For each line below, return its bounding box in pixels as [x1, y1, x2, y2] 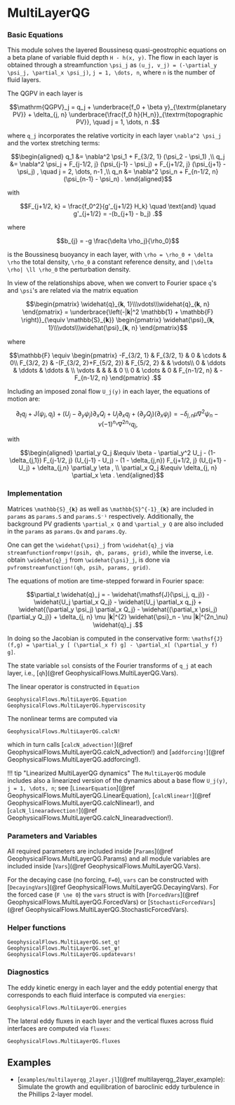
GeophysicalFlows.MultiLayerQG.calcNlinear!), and [7, 798, 154, 807]
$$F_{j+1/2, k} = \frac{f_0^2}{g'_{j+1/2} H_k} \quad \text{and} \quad [20, 202, 216, 211]
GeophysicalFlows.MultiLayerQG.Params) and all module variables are [7, 854, 210, 863]
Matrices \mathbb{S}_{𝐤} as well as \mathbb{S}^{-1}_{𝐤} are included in [7, 504, 214, 513]
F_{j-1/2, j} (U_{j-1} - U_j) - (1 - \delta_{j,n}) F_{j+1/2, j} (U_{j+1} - [43, 456, 227, 465]
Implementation [7, 489, 63, 498]
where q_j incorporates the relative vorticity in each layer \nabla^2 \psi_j [7, 131, 222, 140]
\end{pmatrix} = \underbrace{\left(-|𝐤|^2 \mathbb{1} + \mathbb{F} [22, 307, 214, 317]
